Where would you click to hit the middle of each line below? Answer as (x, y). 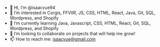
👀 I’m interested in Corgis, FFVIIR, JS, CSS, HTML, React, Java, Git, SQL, (82, 13)
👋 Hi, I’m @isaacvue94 (32, 8)
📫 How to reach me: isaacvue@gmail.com (53, 39)
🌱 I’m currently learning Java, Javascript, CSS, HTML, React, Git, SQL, (80, 23)
